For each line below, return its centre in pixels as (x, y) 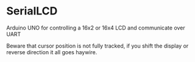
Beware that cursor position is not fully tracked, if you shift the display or (97, 46)
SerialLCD (32, 11)
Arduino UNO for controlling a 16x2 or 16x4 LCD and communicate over (96, 28)
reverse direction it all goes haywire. (52, 52)
